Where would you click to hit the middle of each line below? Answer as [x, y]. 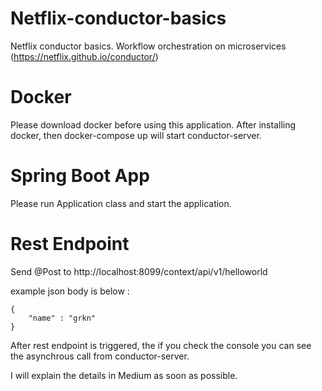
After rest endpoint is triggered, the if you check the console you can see [161, 345]
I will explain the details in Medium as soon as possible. [124, 375]
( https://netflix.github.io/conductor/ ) [84, 56]
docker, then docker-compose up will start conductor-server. [136, 135]
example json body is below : [70, 291]
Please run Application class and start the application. [121, 203]
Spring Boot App [80, 176]
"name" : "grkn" [62, 318]
